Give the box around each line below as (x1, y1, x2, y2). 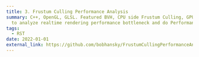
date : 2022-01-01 (6, 36, 49, 42)
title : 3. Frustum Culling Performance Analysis (6, 8, 129, 15)
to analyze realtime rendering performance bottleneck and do (11, 20, 168, 26)
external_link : (6, 42, 44, 48)
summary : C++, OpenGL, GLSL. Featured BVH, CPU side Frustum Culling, (6, 14, 184, 20)
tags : (6, 25, 20, 31)
